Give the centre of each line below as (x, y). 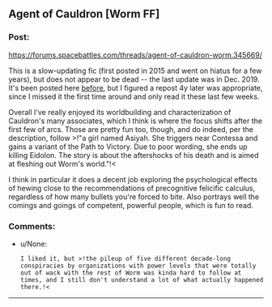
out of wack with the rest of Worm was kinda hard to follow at (131, 273)
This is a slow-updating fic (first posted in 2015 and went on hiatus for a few (135, 70)
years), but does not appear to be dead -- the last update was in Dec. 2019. (134, 79)
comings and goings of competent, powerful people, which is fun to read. (131, 205)
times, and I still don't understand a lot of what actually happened (142, 279)
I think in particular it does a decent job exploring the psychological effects (133, 179)
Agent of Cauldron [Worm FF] (84, 14)
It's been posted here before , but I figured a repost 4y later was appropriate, (136, 87)
